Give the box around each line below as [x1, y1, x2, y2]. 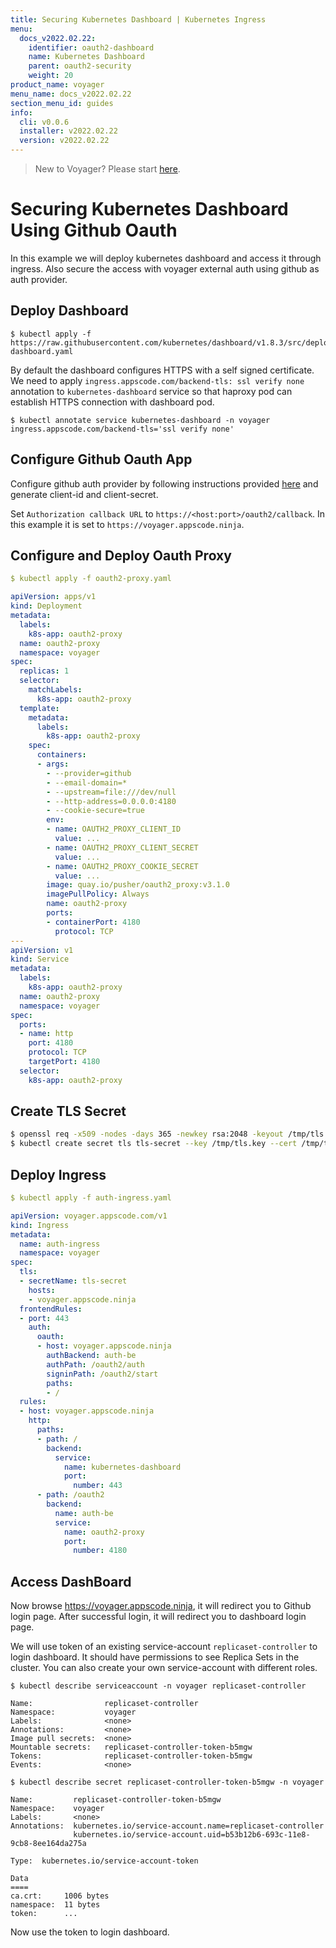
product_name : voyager [10, 80, 105, 90]
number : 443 [73, 1481, 123, 1491]
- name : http [19, 1029, 74, 1039]
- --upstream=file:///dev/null [46, 787, 177, 797]
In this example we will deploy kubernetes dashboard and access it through [10, 252, 322, 264]
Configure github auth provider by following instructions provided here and [10, 477, 319, 490]
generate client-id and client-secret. [10, 488, 159, 500]
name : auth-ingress [19, 1239, 101, 1249]
